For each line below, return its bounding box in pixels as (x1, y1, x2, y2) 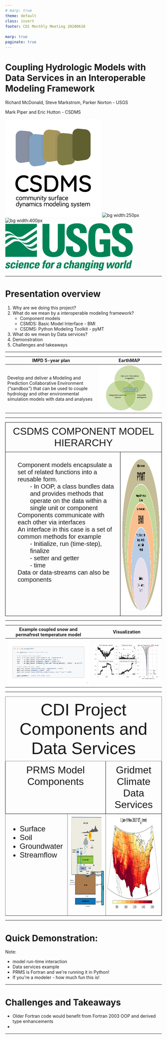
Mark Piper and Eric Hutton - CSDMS (5, 109, 81, 115)
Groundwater (19, 842, 63, 851)
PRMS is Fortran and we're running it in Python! (12, 969, 110, 975)
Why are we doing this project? (12, 305, 76, 311)
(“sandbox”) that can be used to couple (7, 385, 88, 391)
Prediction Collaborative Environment (7, 380, 83, 386)
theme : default (5, 13, 37, 18)
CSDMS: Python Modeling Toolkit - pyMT (19, 326, 104, 332)
